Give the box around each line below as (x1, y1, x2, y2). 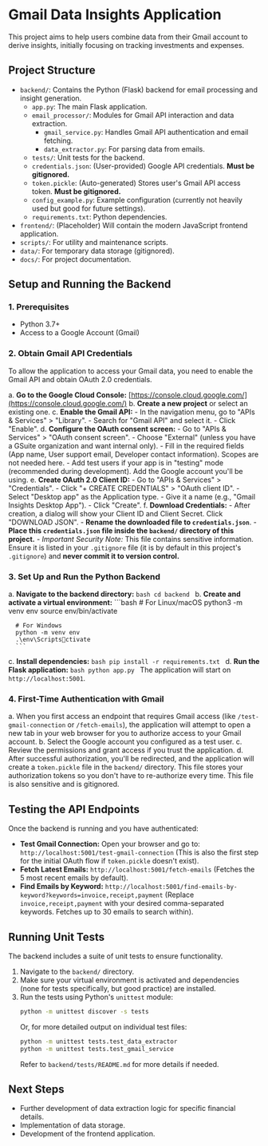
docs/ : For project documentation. (19, 254, 132, 264)
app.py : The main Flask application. (31, 101, 148, 111)
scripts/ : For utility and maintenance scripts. (19, 237, 169, 247)
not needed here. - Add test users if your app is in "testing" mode (8, 457, 224, 468)
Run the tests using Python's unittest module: (19, 992, 174, 1002)
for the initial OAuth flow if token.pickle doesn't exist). (19, 856, 199, 866)
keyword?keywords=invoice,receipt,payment (19, 891, 164, 899)
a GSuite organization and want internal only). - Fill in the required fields (8, 441, 245, 450)
